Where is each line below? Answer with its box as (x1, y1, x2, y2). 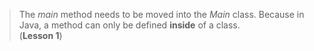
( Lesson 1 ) (18, 30, 63, 41)
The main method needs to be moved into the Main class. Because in (18, 9, 305, 20)
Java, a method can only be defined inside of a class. (18, 19, 241, 31)
